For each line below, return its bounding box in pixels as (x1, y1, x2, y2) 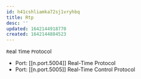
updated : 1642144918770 (6, 25, 67, 32)
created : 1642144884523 (6, 31, 67, 37)
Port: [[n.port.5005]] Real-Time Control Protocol (15, 66, 136, 73)
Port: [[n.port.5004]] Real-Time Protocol (15, 60, 116, 67)
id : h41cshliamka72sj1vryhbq (6, 8, 80, 15)
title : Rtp (6, 14, 34, 21)
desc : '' (6, 20, 29, 26)
